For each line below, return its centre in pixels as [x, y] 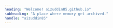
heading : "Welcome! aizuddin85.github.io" [48, 9]
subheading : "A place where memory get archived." [56, 14]
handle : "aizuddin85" [26, 18]
